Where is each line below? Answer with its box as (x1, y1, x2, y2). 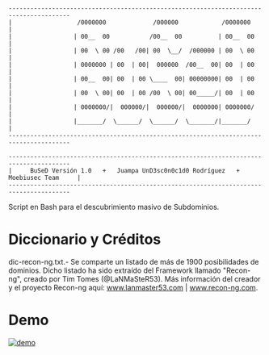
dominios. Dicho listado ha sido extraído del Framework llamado (8, 265, 221, 275)
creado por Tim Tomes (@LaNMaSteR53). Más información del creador (23, 274, 261, 283)
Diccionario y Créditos (8, 231, 162, 248)
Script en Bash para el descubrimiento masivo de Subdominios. (8, 203, 220, 211)
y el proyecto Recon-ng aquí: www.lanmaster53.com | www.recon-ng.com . (8, 282, 258, 292)
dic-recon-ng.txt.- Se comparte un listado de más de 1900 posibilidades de (8, 257, 259, 266)
